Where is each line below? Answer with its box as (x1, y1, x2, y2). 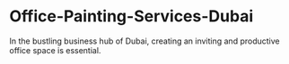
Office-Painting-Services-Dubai (9, 6, 254, 27)
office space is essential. (9, 44, 101, 55)
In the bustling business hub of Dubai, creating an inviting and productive (9, 36, 280, 46)
